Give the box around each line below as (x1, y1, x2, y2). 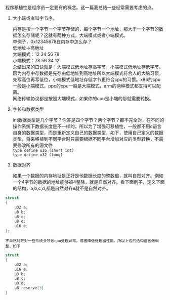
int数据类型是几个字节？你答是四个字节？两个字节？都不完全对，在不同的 (12, 117, 164, 123)
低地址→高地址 (12, 45, 44, 51)
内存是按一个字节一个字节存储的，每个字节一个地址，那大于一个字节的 (12, 26, 159, 32)
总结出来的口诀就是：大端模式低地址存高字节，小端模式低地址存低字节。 (12, 64, 163, 70)
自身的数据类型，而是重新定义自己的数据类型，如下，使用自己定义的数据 (12, 130, 163, 136)
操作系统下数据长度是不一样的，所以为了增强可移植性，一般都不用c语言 (12, 123, 162, 129)
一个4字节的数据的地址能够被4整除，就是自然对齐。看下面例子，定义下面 (12, 179, 165, 185)
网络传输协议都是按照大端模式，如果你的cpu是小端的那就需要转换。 (12, 96, 154, 101)
